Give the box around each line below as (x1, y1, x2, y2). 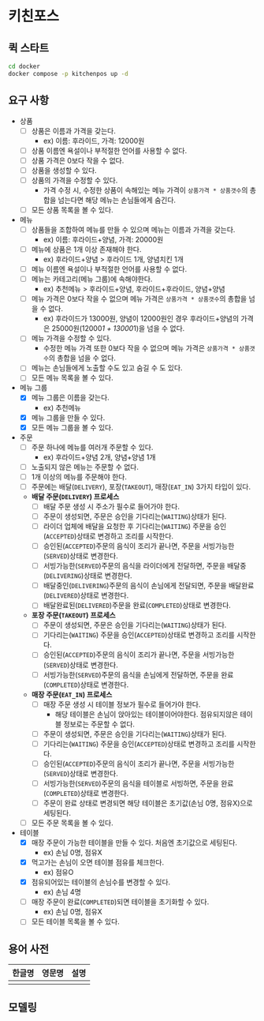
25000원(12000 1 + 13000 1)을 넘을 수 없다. (51, 324, 185, 333)
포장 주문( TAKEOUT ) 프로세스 (31, 610, 116, 620)
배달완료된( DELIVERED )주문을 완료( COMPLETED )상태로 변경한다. (43, 601, 231, 610)
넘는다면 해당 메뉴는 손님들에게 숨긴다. (58, 195, 176, 205)
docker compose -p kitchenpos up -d (8, 69, 128, 77)
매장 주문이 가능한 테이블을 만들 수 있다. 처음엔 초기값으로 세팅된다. (31, 838, 238, 847)
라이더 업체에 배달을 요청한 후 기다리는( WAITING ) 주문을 (43, 522, 212, 531)
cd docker (8, 62, 41, 70)
